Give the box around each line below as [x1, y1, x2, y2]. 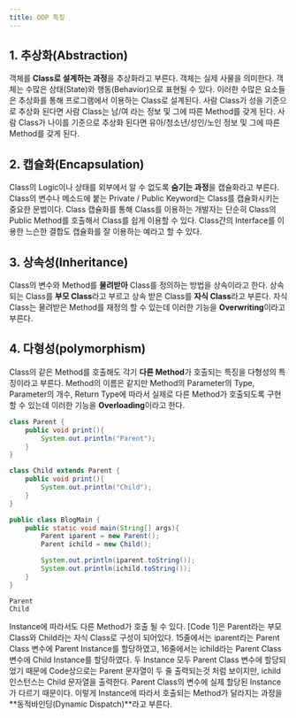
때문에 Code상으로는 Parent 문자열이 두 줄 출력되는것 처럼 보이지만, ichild [25, 665, 281, 676]
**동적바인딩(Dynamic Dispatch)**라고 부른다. [9, 699, 172, 709]
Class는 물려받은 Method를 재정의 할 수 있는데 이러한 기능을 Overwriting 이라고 [9, 302, 285, 313]
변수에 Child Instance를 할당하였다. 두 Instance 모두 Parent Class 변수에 [9, 654, 263, 665]
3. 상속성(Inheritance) [9, 254, 129, 270]
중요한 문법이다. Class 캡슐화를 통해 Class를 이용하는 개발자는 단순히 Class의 [9, 205, 277, 215]
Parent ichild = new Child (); [41, 540, 152, 549]
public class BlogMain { [9, 515, 101, 524]
